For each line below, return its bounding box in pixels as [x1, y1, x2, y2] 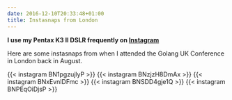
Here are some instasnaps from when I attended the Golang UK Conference [7, 49, 225, 58]
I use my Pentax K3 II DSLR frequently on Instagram [7, 35, 160, 44]
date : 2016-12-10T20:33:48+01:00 [7, 10, 105, 17]
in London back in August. [7, 56, 82, 65]
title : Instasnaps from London [7, 17, 98, 24]
